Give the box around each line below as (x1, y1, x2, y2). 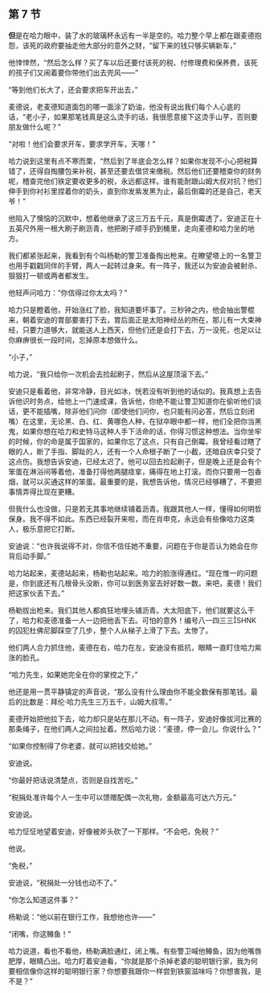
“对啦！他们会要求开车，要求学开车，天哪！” (8, 139, 156, 149)
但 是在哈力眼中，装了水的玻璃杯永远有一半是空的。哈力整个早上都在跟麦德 (8, 31, 255, 40)
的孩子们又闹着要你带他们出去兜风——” (8, 68, 139, 77)
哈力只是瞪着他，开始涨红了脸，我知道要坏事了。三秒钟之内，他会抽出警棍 (8, 305, 255, 314)
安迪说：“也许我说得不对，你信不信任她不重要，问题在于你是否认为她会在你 (8, 541, 259, 551)
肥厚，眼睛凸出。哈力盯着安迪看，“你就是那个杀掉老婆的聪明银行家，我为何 (8, 956, 259, 966)
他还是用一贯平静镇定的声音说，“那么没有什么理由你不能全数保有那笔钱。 (8, 687, 252, 696)
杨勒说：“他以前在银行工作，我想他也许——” (8, 912, 156, 921)
